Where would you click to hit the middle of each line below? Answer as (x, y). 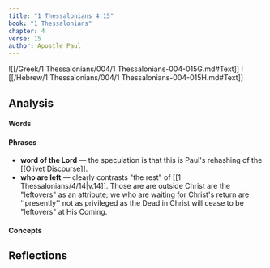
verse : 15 (25, 38)
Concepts (25, 230)
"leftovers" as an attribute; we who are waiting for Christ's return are (135, 194)
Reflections (38, 256)
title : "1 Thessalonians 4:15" (61, 16)
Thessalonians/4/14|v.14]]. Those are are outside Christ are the (125, 186)
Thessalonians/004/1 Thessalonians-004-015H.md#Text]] (147, 78)
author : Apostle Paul (45, 46)
